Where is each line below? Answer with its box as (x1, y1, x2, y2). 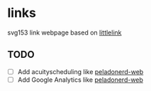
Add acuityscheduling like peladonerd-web (17, 67, 144, 75)
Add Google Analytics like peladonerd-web (17, 75, 144, 84)
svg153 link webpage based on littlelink (7, 28, 122, 37)
